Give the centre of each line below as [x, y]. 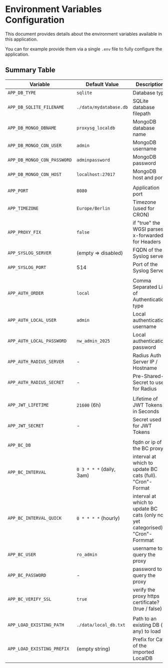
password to [147, 569]
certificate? [146, 602]
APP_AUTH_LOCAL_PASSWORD [37, 341]
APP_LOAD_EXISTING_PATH [36, 625]
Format [141, 488]
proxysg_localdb [96, 128]
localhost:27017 [96, 174]
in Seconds [146, 411]
